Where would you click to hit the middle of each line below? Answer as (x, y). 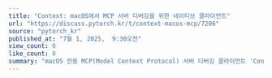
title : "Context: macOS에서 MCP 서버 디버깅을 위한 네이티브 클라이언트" (119, 16)
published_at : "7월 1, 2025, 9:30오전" (75, 39)
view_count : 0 (32, 46)
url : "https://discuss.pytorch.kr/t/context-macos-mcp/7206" (114, 24)
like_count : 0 (32, 54)
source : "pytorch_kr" (45, 31)
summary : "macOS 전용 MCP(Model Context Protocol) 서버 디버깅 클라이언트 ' (131, 62)
